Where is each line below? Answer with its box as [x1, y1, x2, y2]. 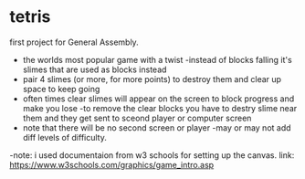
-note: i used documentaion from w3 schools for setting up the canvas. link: [9, 149, 295, 161]
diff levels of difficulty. [22, 132, 107, 142]
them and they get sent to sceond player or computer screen [22, 112, 252, 123]
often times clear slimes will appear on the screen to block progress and [22, 93, 295, 104]
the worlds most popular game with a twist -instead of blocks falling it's [22, 54, 292, 65]
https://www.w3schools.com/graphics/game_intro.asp [9, 159, 215, 170]
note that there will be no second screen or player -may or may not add [22, 121, 291, 133]
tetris [9, 6, 51, 27]
